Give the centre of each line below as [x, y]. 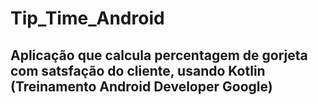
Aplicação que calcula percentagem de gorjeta [159, 55]
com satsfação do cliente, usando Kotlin [138, 70]
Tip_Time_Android [87, 18]
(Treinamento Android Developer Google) [141, 86]
